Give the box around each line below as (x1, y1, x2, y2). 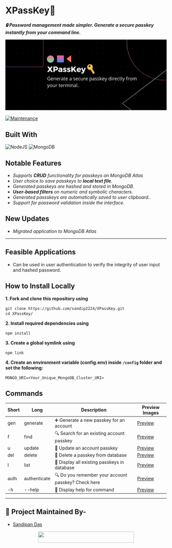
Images (142, 409, 159, 416)
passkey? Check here (54, 479, 100, 485)
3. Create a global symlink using (5, 340, 75, 346)
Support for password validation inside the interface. (12, 200, 125, 206)
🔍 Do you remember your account (54, 472, 127, 478)
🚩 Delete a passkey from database (54, 452, 127, 458)
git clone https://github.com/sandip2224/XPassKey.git (5, 306, 125, 311)
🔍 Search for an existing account (54, 430, 125, 437)
